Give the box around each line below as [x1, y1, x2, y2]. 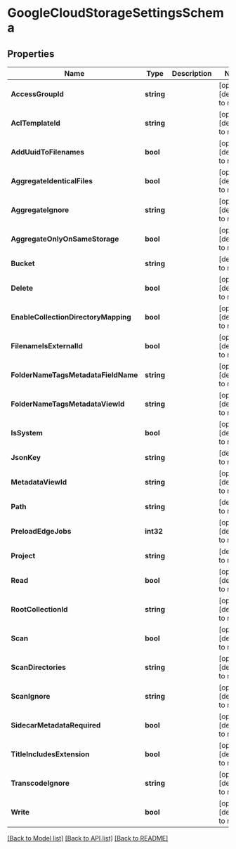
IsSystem [11, 428, 44, 437]
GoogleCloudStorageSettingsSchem [7, 5, 225, 21]
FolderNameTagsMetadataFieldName [11, 370, 138, 380]
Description [171, 69, 212, 78]
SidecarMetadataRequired [11, 720, 101, 730]
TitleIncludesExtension [11, 749, 90, 759]
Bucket [11, 258, 35, 268]
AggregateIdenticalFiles [11, 176, 93, 185]
